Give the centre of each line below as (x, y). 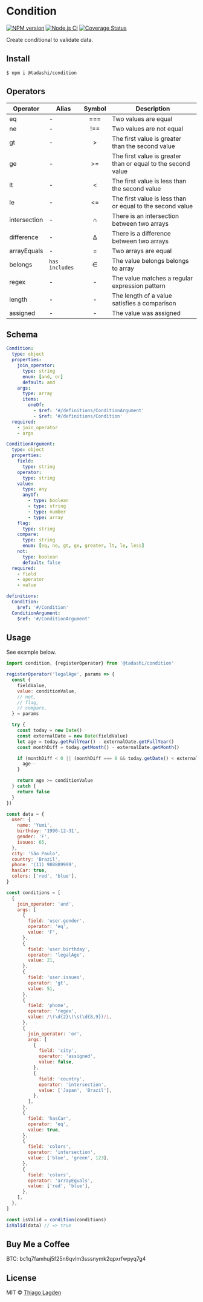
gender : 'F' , (34, 837)
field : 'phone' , (48, 1006)
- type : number (47, 512)
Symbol (95, 109)
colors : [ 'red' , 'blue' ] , (44, 876)
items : (31, 399)
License (21, 1278)
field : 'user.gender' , (56, 921)
